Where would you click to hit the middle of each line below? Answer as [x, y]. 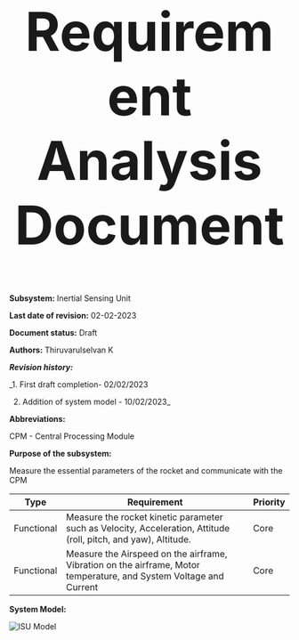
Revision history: [41, 367]
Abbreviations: [37, 418]
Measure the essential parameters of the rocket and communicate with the [146, 470]
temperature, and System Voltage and [145, 576]
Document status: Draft [53, 332]
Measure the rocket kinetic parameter [144, 517]
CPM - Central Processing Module [72, 436]
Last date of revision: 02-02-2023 [73, 315]
